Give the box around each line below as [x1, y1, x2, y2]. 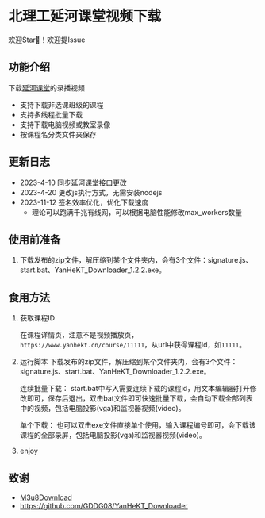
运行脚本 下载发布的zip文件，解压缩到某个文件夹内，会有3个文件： [19, 357, 238, 366]
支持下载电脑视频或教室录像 [19, 120, 111, 129]
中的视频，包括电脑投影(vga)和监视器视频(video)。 [19, 404, 186, 413]
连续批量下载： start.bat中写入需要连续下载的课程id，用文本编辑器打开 [19, 384, 250, 393]
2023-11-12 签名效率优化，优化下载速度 [19, 198, 149, 207]
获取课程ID [19, 313, 56, 323]
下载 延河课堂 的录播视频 [8, 82, 85, 92]
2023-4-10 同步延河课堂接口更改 [19, 178, 127, 187]
